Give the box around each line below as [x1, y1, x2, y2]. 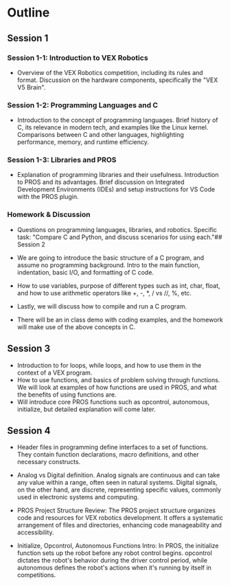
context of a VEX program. [16, 368, 93, 377]
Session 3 [7, 343, 50, 355]
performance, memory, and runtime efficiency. [16, 138, 149, 146]
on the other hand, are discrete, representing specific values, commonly [16, 485, 222, 494]
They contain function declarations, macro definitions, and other [16, 450, 199, 459]
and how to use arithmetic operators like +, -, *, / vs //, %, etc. [16, 289, 192, 297]
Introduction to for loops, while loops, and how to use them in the [16, 361, 202, 369]
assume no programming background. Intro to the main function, [16, 260, 200, 269]
